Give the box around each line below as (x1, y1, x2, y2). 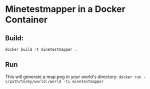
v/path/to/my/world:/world (5, 79, 61, 84)
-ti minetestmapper (63, 79, 104, 84)
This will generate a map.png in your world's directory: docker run (5, 74, 141, 80)
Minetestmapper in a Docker (5, 3, 126, 15)
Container (5, 14, 48, 25)
